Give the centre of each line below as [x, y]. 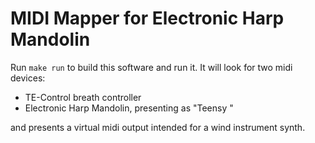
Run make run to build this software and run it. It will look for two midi [151, 67]
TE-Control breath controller [83, 97]
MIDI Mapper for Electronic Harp [147, 18]
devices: [28, 78]
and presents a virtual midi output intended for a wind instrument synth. [158, 127]
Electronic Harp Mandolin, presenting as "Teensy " [129, 108]
